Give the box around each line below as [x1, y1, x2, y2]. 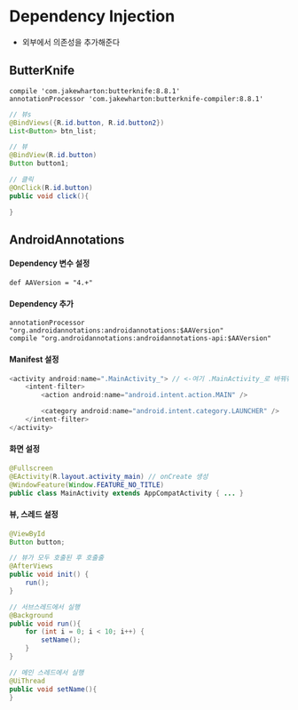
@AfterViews [9, 562, 53, 570]
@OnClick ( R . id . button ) [9, 183, 93, 192]
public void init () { [9, 570, 90, 579]
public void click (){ [9, 191, 90, 201]
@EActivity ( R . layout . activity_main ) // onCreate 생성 [9, 472, 208, 481]
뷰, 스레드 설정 [9, 509, 59, 520]
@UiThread [9, 676, 46, 685]
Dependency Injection [9, 6, 176, 27]
